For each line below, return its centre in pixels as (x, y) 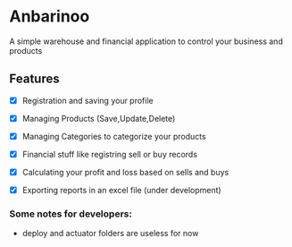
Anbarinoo (50, 17)
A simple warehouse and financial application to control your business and (146, 41)
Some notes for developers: (71, 214)
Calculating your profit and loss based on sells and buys (125, 172)
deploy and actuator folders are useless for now (110, 234)
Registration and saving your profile (88, 100)
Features (34, 79)
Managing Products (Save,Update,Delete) (99, 118)
